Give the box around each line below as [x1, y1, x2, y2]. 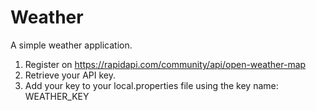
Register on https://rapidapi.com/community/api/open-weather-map [24, 58, 307, 70]
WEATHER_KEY [24, 90, 90, 102]
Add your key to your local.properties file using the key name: [24, 79, 279, 91]
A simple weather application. [10, 39, 133, 51]
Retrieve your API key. [24, 69, 117, 81]
